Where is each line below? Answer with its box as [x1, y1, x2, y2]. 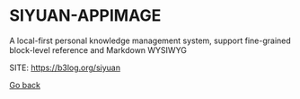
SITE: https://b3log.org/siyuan [9, 62, 121, 73]
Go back [9, 79, 41, 90]
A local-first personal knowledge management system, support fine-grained [9, 35, 292, 46]
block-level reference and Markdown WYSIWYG [9, 44, 187, 55]
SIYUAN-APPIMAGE [9, 5, 162, 26]
